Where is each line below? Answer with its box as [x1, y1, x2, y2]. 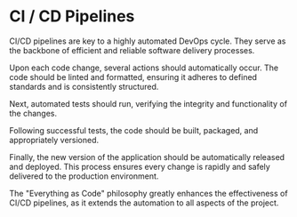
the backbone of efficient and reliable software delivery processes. [9, 44, 255, 55]
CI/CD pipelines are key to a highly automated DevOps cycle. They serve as [9, 36, 286, 46]
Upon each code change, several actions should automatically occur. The [9, 62, 278, 73]
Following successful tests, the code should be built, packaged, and [9, 125, 259, 135]
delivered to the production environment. [9, 171, 159, 181]
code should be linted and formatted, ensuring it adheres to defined [9, 71, 258, 82]
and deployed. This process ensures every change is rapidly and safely [9, 161, 271, 172]
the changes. [9, 108, 58, 118]
